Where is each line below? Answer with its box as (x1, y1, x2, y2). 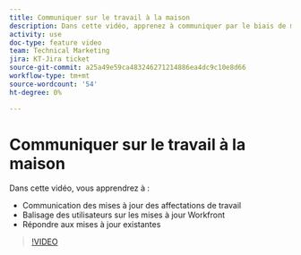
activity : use (9, 30, 63, 38)
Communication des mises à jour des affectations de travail (21, 200, 242, 211)
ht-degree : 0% (9, 88, 63, 97)
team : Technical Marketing (9, 47, 110, 55)
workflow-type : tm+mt (9, 72, 90, 81)
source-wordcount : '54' (9, 80, 99, 89)
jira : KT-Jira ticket (9, 55, 90, 64)
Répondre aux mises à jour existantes (21, 219, 161, 230)
